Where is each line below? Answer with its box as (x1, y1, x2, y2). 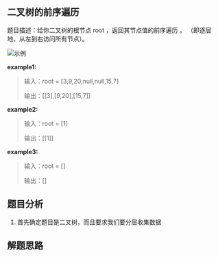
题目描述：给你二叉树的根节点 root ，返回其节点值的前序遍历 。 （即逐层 (7, 26, 212, 34)
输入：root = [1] (23, 119, 69, 127)
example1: (7, 62, 37, 71)
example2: (7, 105, 38, 113)
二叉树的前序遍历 (7, 6, 80, 19)
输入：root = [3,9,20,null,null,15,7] (23, 77, 119, 85)
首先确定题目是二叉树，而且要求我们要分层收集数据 (16, 218, 162, 226)
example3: (7, 147, 38, 156)
